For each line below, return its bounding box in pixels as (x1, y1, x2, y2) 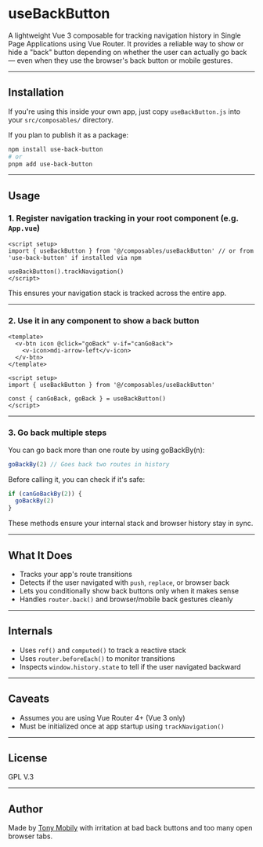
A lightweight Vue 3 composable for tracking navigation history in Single (8, 31, 241, 40)
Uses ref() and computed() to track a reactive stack (19, 645, 186, 655)
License (8, 751, 48, 765)
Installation (8, 86, 64, 99)
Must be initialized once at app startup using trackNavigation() (19, 721, 225, 731)
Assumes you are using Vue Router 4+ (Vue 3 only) (19, 713, 186, 722)
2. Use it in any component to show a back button (8, 315, 200, 326)
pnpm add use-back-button (8, 160, 92, 168)
